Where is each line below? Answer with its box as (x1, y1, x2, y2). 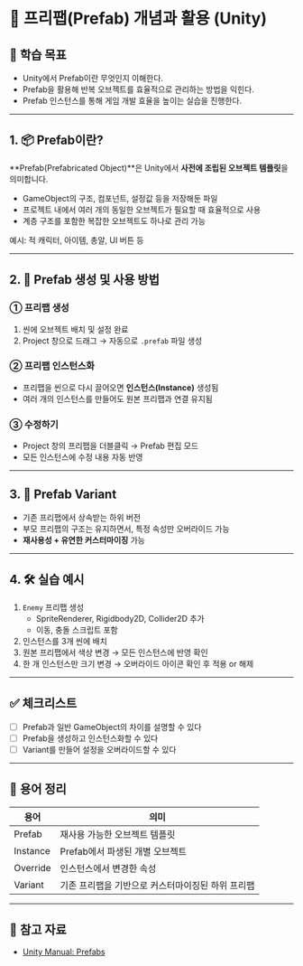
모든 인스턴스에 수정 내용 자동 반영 (22, 452, 143, 463)
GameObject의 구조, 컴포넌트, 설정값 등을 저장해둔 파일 (22, 192, 218, 203)
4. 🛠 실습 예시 (9, 572, 85, 587)
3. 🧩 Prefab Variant (9, 487, 117, 502)
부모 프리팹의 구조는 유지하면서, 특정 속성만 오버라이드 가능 (22, 523, 230, 534)
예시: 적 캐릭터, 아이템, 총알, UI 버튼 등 (9, 234, 144, 245)
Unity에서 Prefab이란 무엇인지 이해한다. (22, 73, 164, 83)
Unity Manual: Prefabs (22, 946, 106, 958)
